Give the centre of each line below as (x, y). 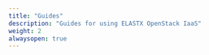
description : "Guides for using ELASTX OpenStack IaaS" (105, 23)
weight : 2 (25, 31)
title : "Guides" (36, 16)
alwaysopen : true (38, 38)
